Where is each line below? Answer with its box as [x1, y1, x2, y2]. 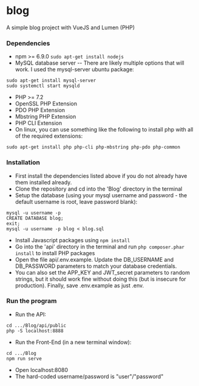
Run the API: [15, 311, 47, 318]
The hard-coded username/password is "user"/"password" [15, 373, 164, 380]
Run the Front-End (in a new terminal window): [15, 339, 132, 346]
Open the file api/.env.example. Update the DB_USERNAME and [15, 256, 174, 263]
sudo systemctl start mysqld [6, 83, 80, 89]
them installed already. [15, 178, 72, 186]
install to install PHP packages [15, 249, 95, 256]
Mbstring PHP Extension [15, 113, 76, 121]
